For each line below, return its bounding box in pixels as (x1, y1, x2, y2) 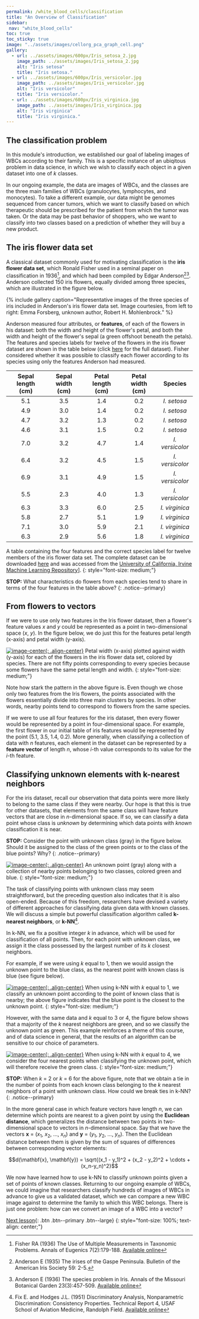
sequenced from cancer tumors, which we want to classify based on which (6, 200, 190, 207)
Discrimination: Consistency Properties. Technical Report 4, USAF (14, 1299, 176, 1307)
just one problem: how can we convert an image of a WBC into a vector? (6, 1205, 183, 1212)
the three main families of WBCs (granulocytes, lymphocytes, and (6, 188, 166, 195)
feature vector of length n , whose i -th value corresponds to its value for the (6, 746, 191, 753)
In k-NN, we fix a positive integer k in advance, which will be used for (6, 929, 175, 936)
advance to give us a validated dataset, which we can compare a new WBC (6, 1192, 190, 1200)
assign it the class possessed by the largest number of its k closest (6, 942, 170, 949)
